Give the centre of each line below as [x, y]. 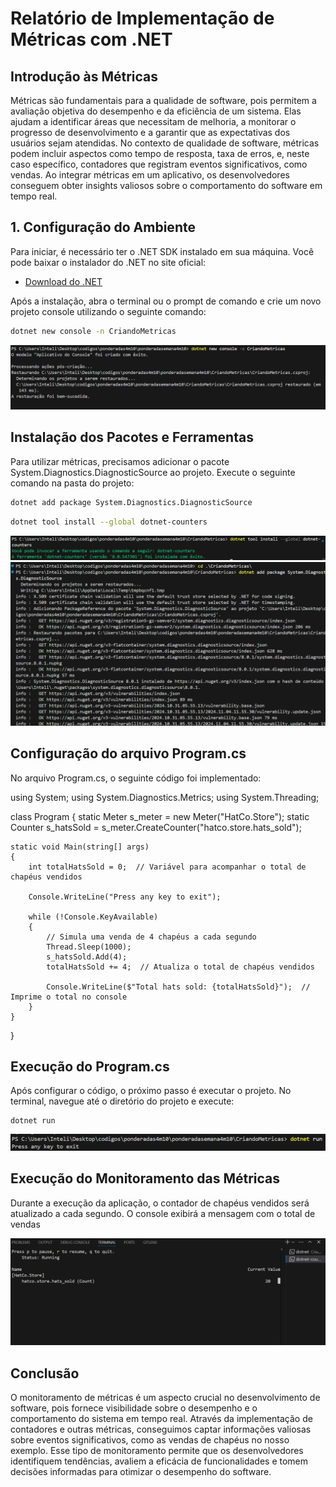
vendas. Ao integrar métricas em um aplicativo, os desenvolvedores [150, 175]
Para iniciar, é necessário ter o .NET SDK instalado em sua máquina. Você [162, 251]
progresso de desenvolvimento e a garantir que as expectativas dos [150, 132]
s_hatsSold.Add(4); [87, 957]
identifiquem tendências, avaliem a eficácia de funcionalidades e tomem [159, 1461]
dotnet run [33, 1121]
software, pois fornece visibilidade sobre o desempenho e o [134, 1408]
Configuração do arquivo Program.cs [128, 753]
